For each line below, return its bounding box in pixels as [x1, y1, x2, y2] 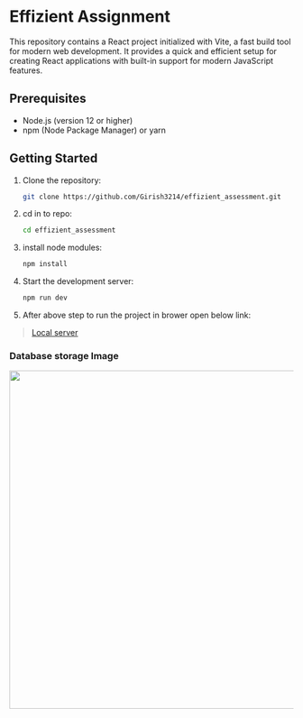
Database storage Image [9, 349, 119, 362]
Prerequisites [9, 91, 87, 106]
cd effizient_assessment [22, 226, 116, 235]
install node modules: [22, 242, 102, 253]
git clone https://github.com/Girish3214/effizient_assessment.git [22, 192, 281, 201]
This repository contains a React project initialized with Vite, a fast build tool [9, 36, 291, 47]
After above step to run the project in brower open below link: [22, 309, 251, 321]
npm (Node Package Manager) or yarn [22, 124, 167, 135]
